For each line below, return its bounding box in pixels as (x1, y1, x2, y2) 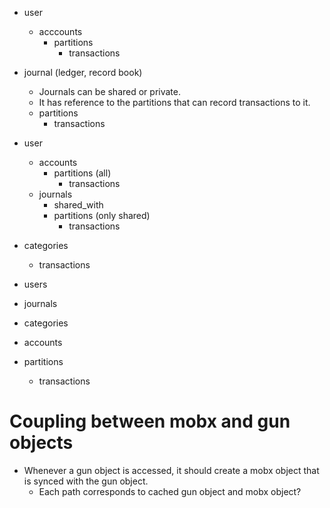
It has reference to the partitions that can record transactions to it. (38, 97, 311, 108)
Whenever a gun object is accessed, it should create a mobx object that (23, 464, 320, 476)
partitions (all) (53, 167, 112, 179)
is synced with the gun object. (23, 475, 149, 487)
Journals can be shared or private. (38, 86, 181, 97)
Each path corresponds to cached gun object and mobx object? (38, 485, 302, 497)
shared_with (53, 199, 104, 211)
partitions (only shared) (53, 210, 151, 221)
